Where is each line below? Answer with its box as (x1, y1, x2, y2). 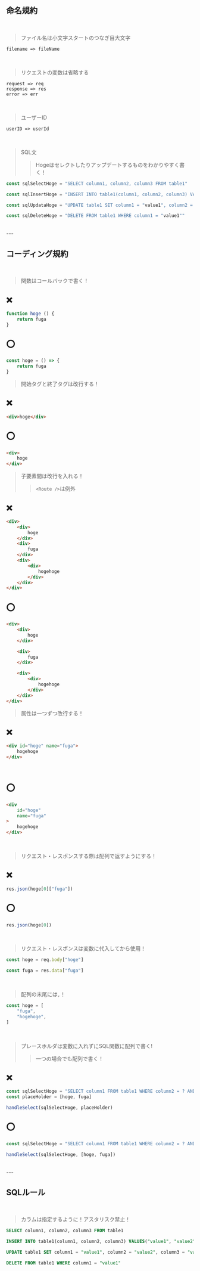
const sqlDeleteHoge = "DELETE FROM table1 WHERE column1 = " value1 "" (6, 213, 185, 219)
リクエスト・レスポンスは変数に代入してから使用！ (20, 945, 146, 952)
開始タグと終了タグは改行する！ (20, 380, 99, 387)
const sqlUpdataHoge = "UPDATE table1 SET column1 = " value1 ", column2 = (6, 202, 193, 208)
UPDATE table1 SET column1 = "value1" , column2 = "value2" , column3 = (6, 1250, 185, 1255)
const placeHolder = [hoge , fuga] (6, 1094, 92, 1100)
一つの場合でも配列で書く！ (35, 1055, 104, 1062)
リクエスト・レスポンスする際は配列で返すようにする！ (20, 852, 157, 860)
